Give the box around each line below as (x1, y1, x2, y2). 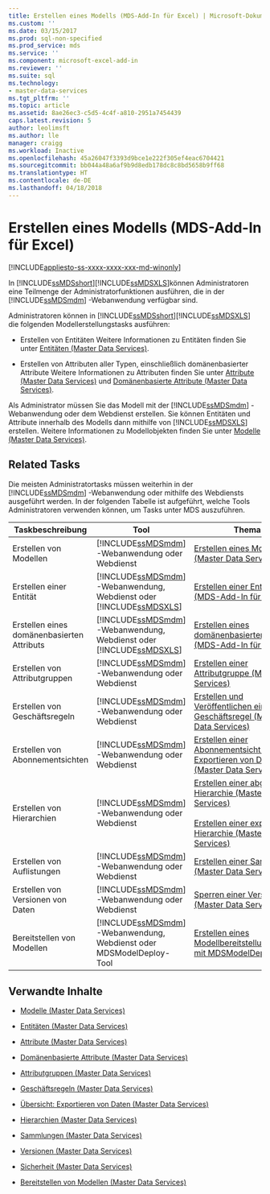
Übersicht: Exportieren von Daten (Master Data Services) (19, 1100, 209, 1109)
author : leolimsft (8, 124, 70, 132)
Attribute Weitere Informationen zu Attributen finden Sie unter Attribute (19, 367, 255, 377)
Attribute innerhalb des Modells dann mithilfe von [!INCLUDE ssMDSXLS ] (8, 417, 248, 427)
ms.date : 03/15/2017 (8, 27, 78, 35)
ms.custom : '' (8, 19, 56, 27)
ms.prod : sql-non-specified (8, 34, 103, 43)
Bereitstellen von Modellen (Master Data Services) (19, 1177, 187, 1188)
